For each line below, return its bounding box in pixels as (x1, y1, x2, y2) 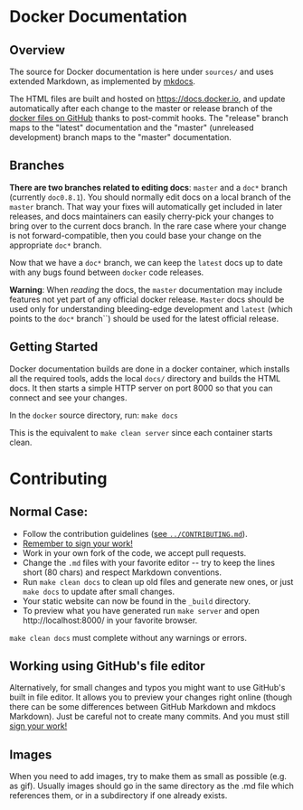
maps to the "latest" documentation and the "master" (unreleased (9, 122, 255, 133)
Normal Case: (9, 504, 89, 520)
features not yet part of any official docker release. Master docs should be (9, 294, 285, 305)
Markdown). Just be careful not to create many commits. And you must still (9, 711, 289, 722)
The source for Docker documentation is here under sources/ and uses (9, 66, 274, 77)
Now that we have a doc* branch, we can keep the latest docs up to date (9, 257, 283, 268)
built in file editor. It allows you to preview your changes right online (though (9, 692, 292, 702)
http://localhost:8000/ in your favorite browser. (22, 615, 198, 626)
